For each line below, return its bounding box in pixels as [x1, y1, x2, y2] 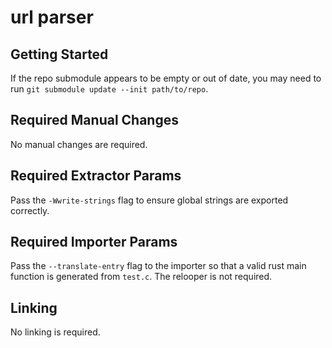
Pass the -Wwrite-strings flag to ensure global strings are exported [10, 194, 289, 206]
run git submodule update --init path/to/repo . [10, 83, 209, 95]
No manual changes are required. [10, 138, 148, 150]
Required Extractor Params [10, 167, 182, 185]
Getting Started [10, 46, 109, 63]
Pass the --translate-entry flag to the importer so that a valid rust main [10, 260, 307, 272]
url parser [10, 6, 94, 29]
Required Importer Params [10, 234, 178, 251]
